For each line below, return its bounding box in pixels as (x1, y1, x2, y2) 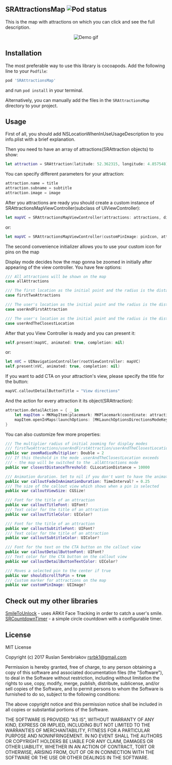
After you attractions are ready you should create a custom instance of (5, 199, 155, 205)
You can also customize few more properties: (5, 431, 101, 437)
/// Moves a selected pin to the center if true (5, 568, 111, 573)
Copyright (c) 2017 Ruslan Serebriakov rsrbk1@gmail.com (5, 654, 127, 660)
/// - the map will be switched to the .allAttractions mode (5, 460, 139, 465)
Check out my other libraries (5, 597, 98, 605)
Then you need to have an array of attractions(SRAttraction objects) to (5, 146, 154, 153)
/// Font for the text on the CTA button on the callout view (5, 545, 141, 550)
